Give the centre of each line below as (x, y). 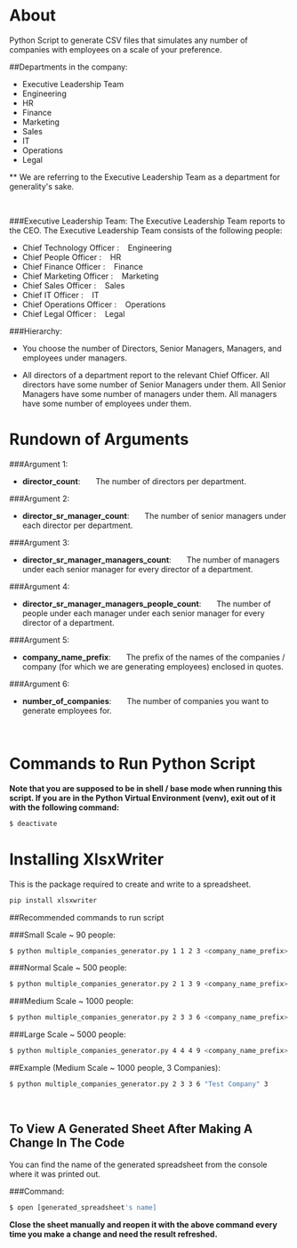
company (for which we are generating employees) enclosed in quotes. (153, 666)
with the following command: (64, 807)
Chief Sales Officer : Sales (73, 285)
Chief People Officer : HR (72, 257)
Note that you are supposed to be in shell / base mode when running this (146, 788)
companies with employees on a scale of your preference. (116, 49)
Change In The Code (67, 1143)
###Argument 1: (39, 464)
